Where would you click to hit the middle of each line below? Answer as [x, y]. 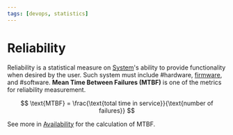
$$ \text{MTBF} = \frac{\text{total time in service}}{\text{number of [117, 103]
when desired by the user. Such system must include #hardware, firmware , [115, 74]
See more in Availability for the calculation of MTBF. [81, 124]
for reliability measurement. [47, 89]
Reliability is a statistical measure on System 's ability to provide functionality [116, 67]
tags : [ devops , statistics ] [48, 14]
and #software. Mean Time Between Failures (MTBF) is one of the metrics [114, 82]
